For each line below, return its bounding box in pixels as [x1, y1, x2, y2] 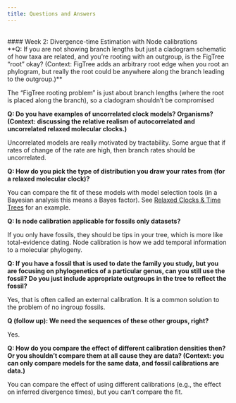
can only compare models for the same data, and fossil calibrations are [7, 359, 220, 367]
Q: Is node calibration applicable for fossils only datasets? [7, 217, 181, 225]
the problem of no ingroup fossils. [7, 303, 106, 311]
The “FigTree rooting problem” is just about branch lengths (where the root [7, 88, 224, 97]
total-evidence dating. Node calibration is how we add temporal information [7, 238, 227, 246]
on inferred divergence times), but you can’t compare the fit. [7, 387, 183, 396]
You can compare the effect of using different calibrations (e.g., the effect [7, 380, 222, 388]
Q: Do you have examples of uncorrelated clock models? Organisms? [7, 109, 213, 118]
